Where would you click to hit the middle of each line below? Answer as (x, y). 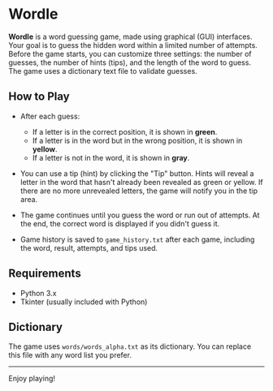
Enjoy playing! (32, 379)
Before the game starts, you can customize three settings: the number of (130, 54)
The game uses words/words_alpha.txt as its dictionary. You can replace (130, 346)
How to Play (39, 97)
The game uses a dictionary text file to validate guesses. (103, 71)
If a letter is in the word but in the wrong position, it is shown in (137, 140)
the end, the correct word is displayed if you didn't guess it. (120, 223)
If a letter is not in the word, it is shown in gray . (111, 157)
